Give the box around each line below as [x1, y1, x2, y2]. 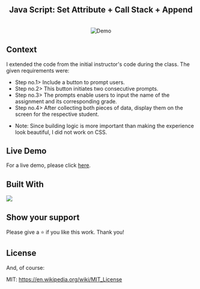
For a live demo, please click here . [6, 162, 91, 169]
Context [6, 44, 37, 55]
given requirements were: [6, 67, 70, 74]
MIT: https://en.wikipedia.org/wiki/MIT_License [6, 276, 123, 283]
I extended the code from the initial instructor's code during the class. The [6, 60, 190, 68]
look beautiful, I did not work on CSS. [14, 129, 108, 136]
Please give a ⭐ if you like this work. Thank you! [6, 228, 124, 236]
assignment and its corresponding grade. [14, 97, 117, 105]
